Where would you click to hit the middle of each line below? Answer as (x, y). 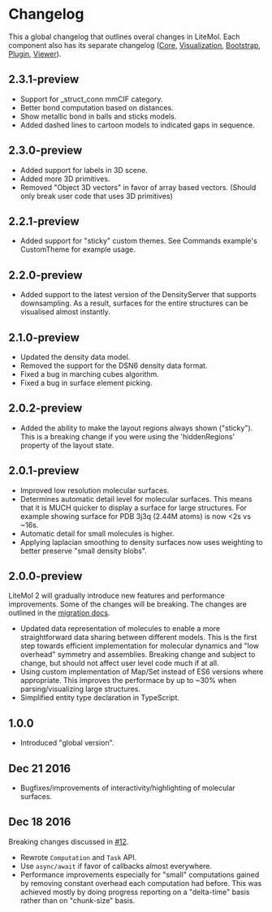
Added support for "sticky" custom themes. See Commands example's (138, 241)
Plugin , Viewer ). (35, 54)
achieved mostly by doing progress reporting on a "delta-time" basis (135, 892)
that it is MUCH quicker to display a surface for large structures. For (134, 508)
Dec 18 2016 (40, 822)
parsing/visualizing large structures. (80, 689)
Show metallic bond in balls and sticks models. (98, 116)
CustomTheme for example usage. (78, 249)
